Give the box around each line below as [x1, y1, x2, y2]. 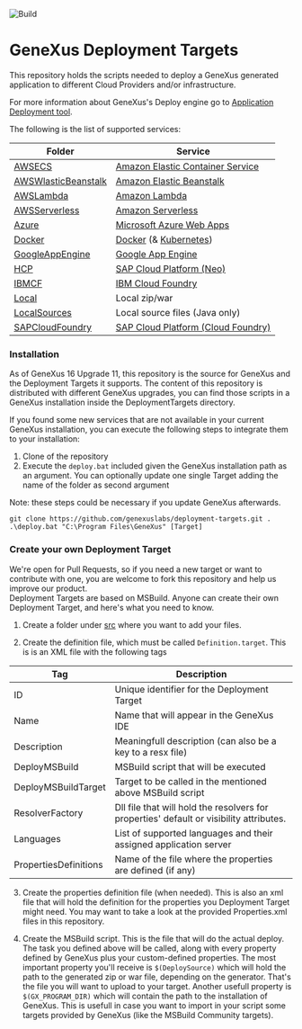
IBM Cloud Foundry [115, 277, 198, 290]
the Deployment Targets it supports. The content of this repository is [9, 378, 263, 389]
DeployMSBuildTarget [13, 781, 106, 793]
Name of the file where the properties [114, 853, 273, 865]
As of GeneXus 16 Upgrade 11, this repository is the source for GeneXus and [9, 369, 290, 380]
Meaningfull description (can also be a [114, 734, 277, 747]
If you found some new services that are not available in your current [9, 415, 265, 425]
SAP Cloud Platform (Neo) [115, 262, 226, 274]
